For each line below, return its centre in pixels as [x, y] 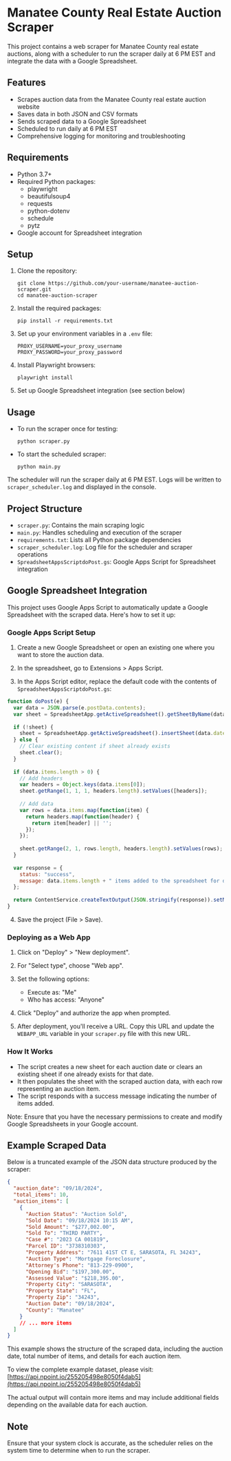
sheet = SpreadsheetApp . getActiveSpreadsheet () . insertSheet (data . [117, 734]
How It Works [30, 1052]
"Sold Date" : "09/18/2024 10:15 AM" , [79, 1221]
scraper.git [34, 290]
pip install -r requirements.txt [65, 321]
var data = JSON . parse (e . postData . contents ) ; [80, 707]
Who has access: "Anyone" [66, 999]
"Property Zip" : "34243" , [62, 1297]
